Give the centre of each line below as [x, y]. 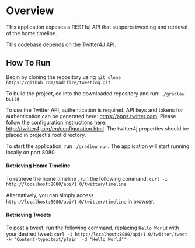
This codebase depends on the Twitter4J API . [61, 44]
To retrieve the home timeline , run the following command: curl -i [87, 178]
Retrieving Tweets [29, 215]
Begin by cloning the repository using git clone [64, 77]
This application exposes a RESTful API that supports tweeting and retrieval [97, 27]
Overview [30, 11]
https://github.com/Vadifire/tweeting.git [58, 82]
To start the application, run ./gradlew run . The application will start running [98, 146]
